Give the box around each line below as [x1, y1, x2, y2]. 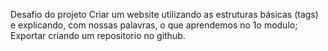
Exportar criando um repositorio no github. [10, 30, 186, 41]
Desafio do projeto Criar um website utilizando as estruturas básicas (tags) [10, 9, 319, 20]
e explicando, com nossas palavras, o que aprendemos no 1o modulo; [10, 19, 298, 31]
